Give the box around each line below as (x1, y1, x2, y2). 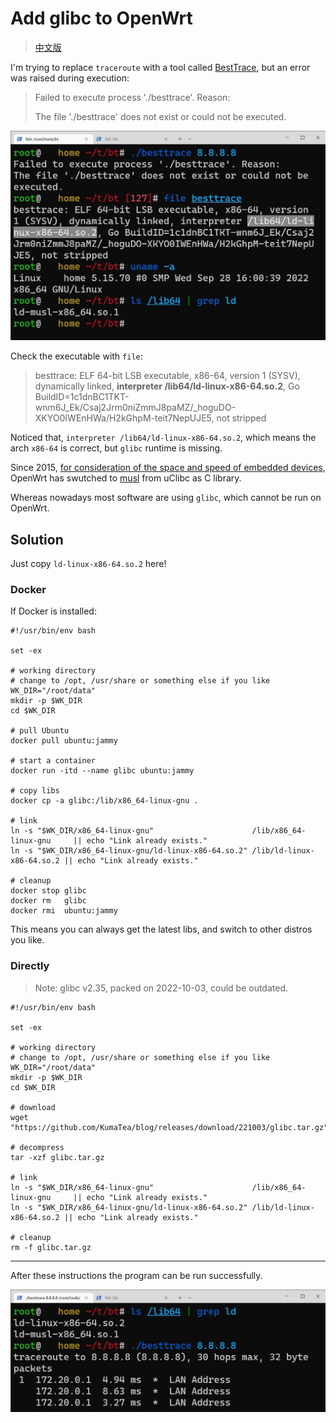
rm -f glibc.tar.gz (10, 1242, 92, 1252)
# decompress (10, 1142, 65, 1152)
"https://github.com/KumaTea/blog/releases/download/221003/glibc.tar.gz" (10, 1122, 329, 1132)
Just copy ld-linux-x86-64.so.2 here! (10, 557, 167, 569)
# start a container (10, 756, 97, 766)
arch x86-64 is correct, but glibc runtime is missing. (10, 442, 223, 454)
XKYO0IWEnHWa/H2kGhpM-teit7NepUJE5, (34, 412, 215, 424)
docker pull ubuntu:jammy (10, 736, 118, 746)
